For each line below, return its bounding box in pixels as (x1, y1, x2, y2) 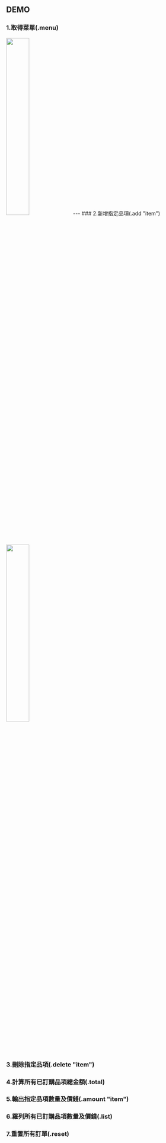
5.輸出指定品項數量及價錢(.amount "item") (6, 1095, 129, 1103)
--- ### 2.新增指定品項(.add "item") (73, 210, 161, 217)
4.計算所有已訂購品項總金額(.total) (6, 1078, 105, 1086)
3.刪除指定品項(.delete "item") (6, 1060, 95, 1068)
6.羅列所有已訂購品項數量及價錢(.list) (6, 1113, 113, 1121)
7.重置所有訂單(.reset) (6, 1130, 69, 1138)
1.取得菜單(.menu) (6, 24, 59, 32)
